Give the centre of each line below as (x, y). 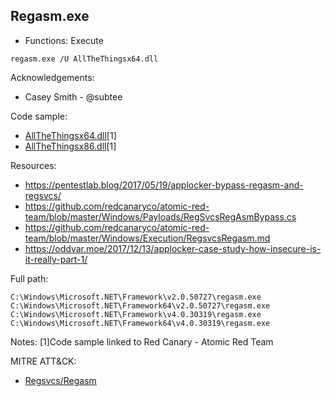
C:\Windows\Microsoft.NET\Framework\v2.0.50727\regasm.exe (136, 297)
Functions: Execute (64, 40)
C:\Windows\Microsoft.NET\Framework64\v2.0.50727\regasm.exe (140, 305)
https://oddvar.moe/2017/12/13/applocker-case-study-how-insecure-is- (173, 248)
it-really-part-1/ (56, 259)
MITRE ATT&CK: (43, 361)
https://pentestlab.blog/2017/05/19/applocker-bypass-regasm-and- (164, 185)
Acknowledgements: (52, 77)
